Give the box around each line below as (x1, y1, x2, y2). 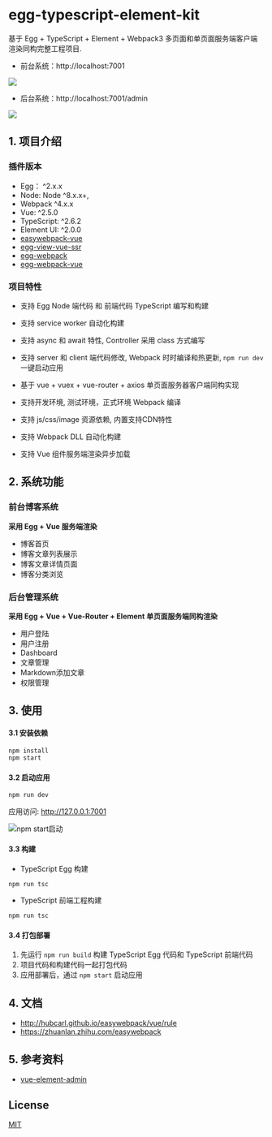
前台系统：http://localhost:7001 (19, 61, 125, 71)
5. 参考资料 (8, 1053, 63, 1066)
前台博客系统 (8, 502, 59, 513)
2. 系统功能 (8, 475, 64, 489)
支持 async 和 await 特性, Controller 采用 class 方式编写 (19, 335, 205, 345)
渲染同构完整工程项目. (8, 43, 83, 54)
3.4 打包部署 (8, 930, 51, 940)
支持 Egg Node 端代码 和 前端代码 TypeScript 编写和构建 (19, 300, 209, 310)
